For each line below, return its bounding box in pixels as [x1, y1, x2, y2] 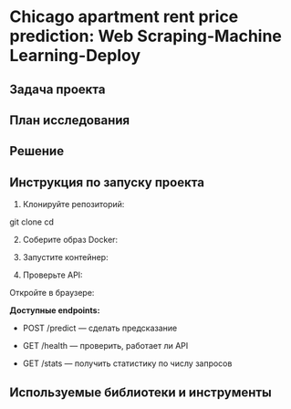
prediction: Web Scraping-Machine [9, 26, 283, 47]
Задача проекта [9, 81, 106, 97]
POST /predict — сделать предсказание [22, 322, 178, 334]
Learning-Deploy [9, 46, 141, 66]
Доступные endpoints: [9, 305, 100, 316]
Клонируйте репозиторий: [22, 199, 125, 210]
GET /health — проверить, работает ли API [22, 341, 189, 351]
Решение [9, 143, 65, 159]
